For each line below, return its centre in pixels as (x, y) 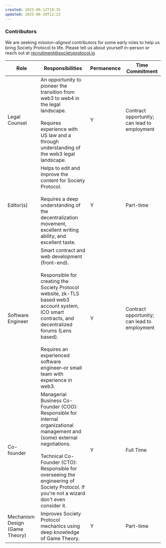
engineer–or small (61, 367)
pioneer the (54, 86)
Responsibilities (63, 68)
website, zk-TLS (60, 293)
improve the (54, 174)
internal (49, 419)
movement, (53, 224)
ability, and (53, 236)
